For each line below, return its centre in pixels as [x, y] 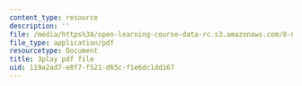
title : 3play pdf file [52, 59]
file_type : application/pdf [62, 43]
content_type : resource [54, 17]
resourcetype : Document [54, 51]
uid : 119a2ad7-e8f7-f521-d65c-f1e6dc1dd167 [92, 68]
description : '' [40, 26]
